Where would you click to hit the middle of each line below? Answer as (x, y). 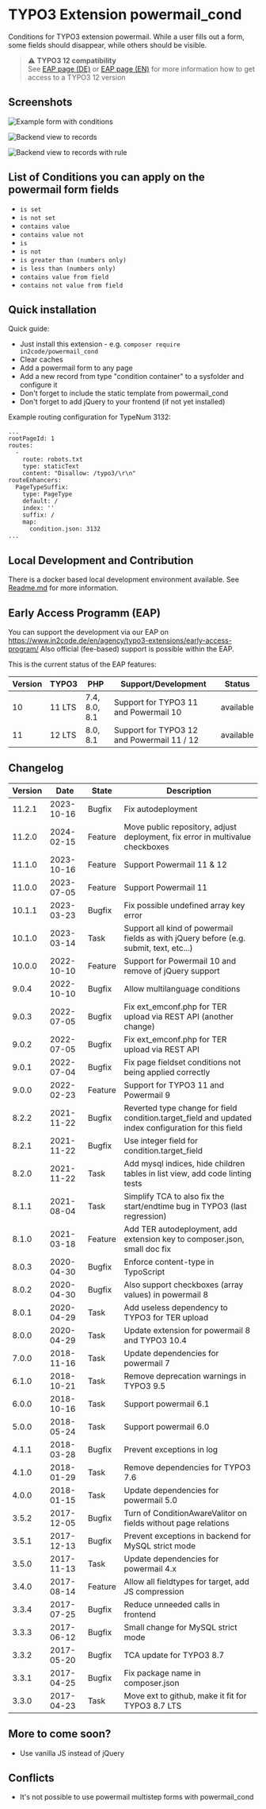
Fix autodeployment (161, 809)
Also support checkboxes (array (184, 1285)
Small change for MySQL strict (180, 1627)
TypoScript (144, 1271)
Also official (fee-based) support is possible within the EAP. (137, 649)
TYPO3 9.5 (145, 1386)
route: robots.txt (53, 460)
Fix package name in (162, 1672)
